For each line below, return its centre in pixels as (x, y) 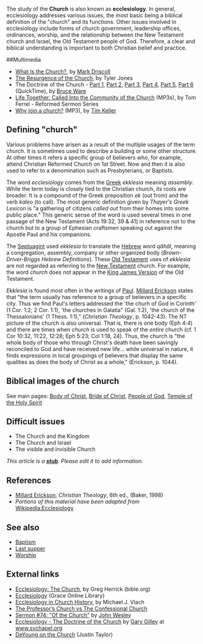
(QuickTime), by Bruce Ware (51, 91)
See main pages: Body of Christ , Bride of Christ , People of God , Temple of (100, 396)
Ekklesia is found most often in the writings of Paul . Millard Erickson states (100, 291)
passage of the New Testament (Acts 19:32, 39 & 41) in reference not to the (101, 221)
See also (23, 527)
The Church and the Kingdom (52, 436)
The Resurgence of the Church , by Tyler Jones (74, 78)
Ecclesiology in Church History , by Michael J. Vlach (80, 602)
